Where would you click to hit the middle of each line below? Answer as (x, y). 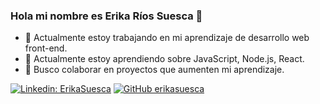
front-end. (46, 48)
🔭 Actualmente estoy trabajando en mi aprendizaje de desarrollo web (167, 38)
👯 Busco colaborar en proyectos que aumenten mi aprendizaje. (154, 70)
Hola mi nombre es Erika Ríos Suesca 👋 (106, 16)
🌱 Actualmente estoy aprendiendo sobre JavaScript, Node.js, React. (164, 59)
